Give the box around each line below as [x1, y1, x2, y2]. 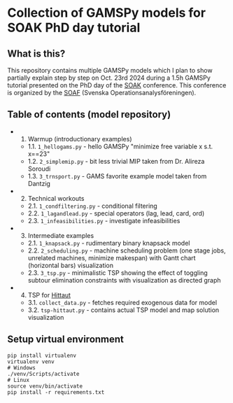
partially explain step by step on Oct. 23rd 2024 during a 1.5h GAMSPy [7, 73, 211, 82]
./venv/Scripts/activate [7, 370, 80, 377]
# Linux [7, 376, 30, 383]
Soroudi [27, 164, 51, 173]
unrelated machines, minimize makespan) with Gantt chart [27, 253, 196, 262]
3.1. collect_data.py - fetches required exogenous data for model [27, 298, 218, 306]
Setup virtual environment [7, 334, 125, 346]
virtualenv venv [7, 358, 55, 365]
